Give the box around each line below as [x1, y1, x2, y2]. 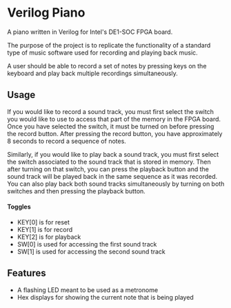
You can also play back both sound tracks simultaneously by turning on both [7, 180, 225, 188]
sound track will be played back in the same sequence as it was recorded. [7, 172, 218, 180]
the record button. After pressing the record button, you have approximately [7, 129, 223, 137]
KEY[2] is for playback [17, 233, 81, 241]
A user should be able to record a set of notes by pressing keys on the [7, 61, 207, 70]
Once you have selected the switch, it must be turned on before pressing [7, 122, 214, 131]
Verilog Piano [7, 5, 86, 21]
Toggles [7, 202, 31, 211]
